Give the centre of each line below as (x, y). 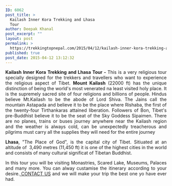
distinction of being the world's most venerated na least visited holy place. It (86, 89)
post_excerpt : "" (24, 34)
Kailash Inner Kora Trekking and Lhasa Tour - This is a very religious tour (86, 72)
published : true (23, 53)
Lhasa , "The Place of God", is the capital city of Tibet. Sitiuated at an (86, 142)
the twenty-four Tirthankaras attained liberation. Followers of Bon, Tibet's (86, 110)
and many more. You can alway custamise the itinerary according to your (86, 168)
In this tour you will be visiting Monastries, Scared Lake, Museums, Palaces (86, 163)
